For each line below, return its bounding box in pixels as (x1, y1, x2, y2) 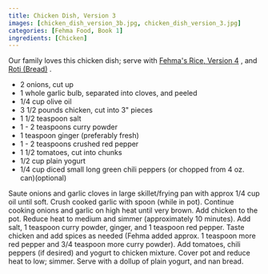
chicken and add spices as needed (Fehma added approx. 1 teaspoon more (8, 231, 256, 240)
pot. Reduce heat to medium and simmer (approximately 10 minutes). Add (8, 214, 251, 224)
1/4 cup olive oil (19, 97, 72, 106)
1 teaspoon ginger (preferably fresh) (19, 131, 140, 141)
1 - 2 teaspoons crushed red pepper (19, 139, 139, 149)
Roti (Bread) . (8, 65, 52, 74)
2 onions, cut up (19, 80, 74, 89)
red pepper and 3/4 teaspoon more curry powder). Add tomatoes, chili (8, 240, 242, 249)
